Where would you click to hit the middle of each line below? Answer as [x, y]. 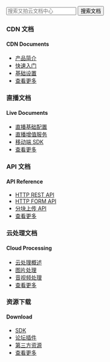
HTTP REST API [34, 195]
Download [19, 317]
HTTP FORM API [36, 201]
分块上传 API [31, 208]
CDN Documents [28, 44]
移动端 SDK [29, 142]
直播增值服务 [31, 134]
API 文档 [18, 167]
